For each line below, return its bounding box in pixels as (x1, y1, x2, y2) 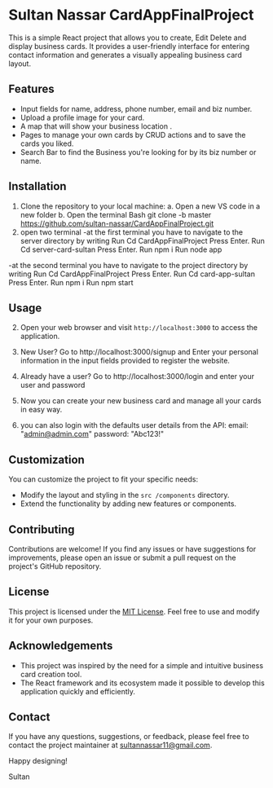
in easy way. (20, 405, 63, 415)
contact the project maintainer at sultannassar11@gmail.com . (8, 740, 213, 751)
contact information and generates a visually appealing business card (8, 50, 242, 59)
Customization (8, 452, 86, 466)
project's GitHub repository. (8, 561, 102, 571)
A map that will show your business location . (20, 121, 173, 131)
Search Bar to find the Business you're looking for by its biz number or (20, 147, 257, 156)
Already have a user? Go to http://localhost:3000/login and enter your (20, 372, 255, 381)
